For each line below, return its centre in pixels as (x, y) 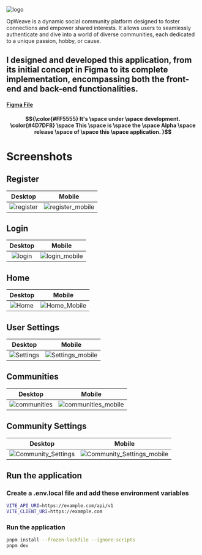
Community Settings (47, 426)
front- (178, 80)
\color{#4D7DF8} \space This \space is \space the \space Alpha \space (103, 125)
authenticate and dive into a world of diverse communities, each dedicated (101, 34)
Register (23, 179)
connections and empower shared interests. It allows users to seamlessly (99, 28)
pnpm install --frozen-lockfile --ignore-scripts (71, 540)
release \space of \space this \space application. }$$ (103, 131)
